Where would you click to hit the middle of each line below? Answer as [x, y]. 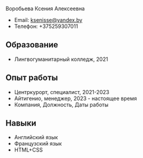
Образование [32, 45]
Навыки [21, 123]
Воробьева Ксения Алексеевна [45, 9]
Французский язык [38, 144]
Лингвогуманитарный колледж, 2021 [61, 59]
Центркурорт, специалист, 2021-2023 [62, 92]
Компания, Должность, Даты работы [61, 104]
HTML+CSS [28, 150]
